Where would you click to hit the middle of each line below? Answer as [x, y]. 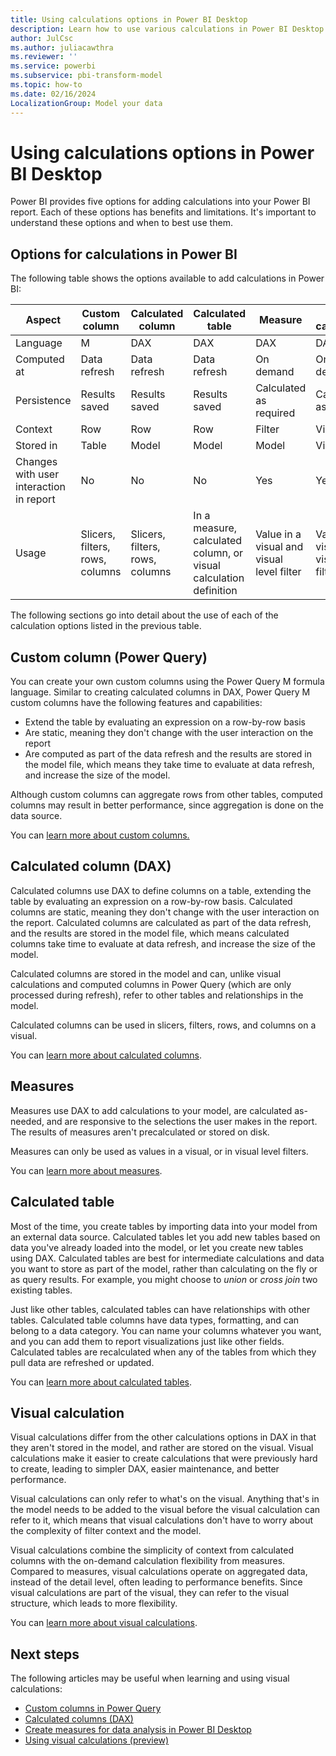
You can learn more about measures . [86, 1170]
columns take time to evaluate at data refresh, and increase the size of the [163, 943]
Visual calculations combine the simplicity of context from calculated [152, 1550]
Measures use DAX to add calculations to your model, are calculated [151, 1110]
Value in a [278, 534]
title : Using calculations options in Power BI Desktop [129, 19]
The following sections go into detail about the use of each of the [144, 615]
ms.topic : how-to [46, 85]
